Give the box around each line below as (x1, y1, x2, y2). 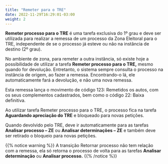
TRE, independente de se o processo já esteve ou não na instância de (5, 41, 149, 47)
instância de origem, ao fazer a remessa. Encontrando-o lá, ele (5, 72, 135, 78)
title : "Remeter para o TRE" (5, 7, 66, 12)
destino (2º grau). (5, 46, 42, 52)
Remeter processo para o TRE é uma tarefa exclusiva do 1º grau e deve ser (5, 30, 161, 36)
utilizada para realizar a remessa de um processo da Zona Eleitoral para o (5, 35, 157, 41)
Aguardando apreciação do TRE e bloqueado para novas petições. (5, 112, 144, 118)
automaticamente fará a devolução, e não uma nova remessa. (5, 77, 133, 83)
